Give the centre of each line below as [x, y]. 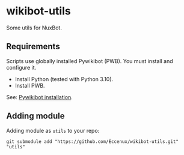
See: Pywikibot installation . [40, 97]
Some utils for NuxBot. [34, 28]
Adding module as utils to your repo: [53, 130]
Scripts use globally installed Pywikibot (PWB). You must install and [90, 61]
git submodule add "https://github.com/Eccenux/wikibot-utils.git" [93, 141]
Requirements [33, 47]
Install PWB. [30, 85]
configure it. [21, 67]
